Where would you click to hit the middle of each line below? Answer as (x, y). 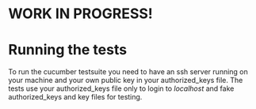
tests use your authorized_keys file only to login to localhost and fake (121, 88)
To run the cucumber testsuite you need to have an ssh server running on (128, 72)
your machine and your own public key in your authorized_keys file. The (126, 81)
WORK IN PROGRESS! (80, 14)
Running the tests (68, 50)
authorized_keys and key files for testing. (75, 97)
